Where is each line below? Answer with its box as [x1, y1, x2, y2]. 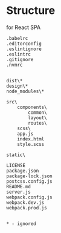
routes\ [28, 120, 47, 126]
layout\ [28, 114, 47, 121]
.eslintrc [6, 51, 31, 57]
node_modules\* [6, 88, 45, 94]
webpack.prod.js [6, 205, 47, 211]
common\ [28, 110, 47, 116]
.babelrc [6, 35, 28, 41]
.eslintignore [6, 46, 42, 52]
